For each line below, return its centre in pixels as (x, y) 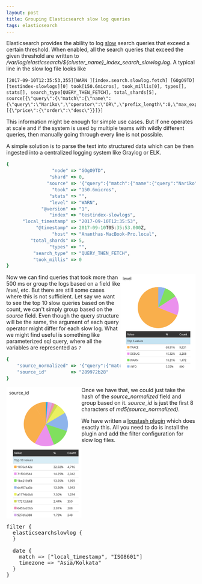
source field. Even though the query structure (63, 316)
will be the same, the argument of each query (63, 322)
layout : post (23, 13)
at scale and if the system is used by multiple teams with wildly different (95, 128)
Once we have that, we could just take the (133, 390)
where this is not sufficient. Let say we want (61, 297)
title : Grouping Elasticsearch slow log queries (68, 19)
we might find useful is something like (53, 335)
